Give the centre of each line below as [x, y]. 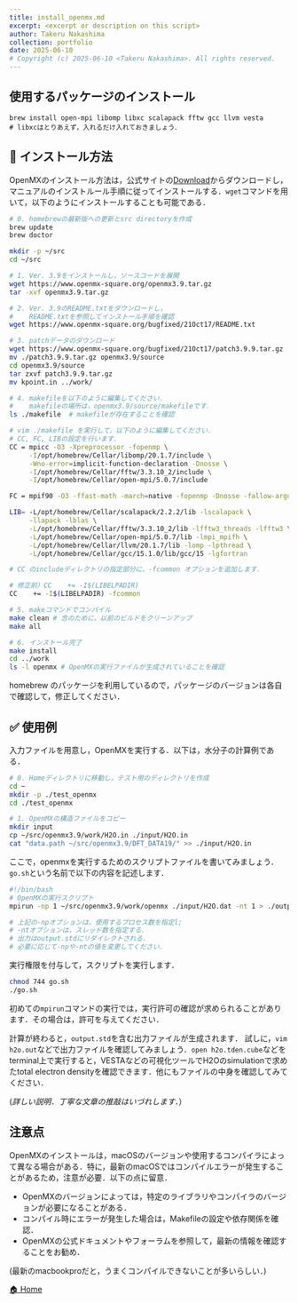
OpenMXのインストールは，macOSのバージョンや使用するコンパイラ [136, 1155]
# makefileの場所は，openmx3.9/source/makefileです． [111, 406]
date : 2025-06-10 [41, 51]
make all [25, 626]
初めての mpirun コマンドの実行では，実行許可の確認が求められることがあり [145, 1008]
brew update [31, 227]
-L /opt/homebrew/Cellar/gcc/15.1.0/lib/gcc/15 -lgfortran [138, 553]
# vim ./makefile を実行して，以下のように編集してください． [112, 431]
